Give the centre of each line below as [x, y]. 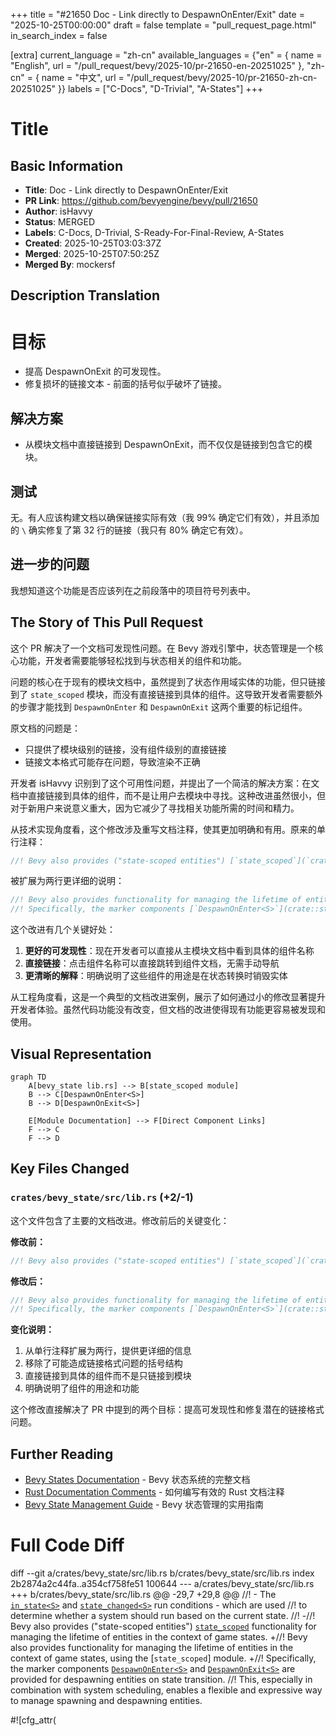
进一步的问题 [50, 564]
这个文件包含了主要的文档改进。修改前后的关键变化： [120, 1220]
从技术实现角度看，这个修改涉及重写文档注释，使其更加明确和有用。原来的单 [168, 829]
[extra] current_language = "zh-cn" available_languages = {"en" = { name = [166, 55]
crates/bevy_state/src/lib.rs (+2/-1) [102, 1197]
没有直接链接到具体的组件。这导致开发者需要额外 [222, 694]
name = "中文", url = [83, 77]
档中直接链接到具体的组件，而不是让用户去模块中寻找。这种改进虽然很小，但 [168, 795]
